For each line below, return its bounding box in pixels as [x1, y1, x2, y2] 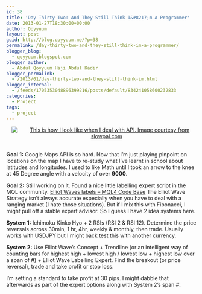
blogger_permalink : [6, 71, 55, 77]
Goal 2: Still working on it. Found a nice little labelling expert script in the [6, 182, 186, 189]
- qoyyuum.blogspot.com [11, 54, 71, 60]
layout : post [6, 31, 39, 37]
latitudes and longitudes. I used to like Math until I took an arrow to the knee [6, 164, 195, 171]
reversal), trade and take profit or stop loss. [6, 263, 114, 270]
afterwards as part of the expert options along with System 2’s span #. [6, 281, 181, 289]
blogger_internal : [6, 82, 52, 88]
